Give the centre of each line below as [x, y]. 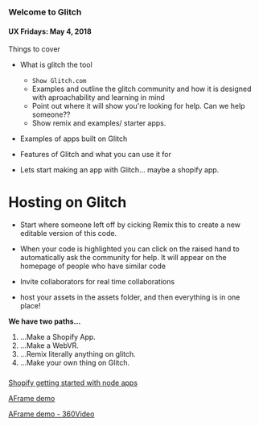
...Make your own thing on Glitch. [75, 363]
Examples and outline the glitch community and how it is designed [142, 89]
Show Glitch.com [59, 81]
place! [30, 306]
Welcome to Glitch [45, 12]
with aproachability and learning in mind [98, 97]
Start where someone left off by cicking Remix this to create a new [130, 225]
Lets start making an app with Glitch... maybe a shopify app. [119, 170]
